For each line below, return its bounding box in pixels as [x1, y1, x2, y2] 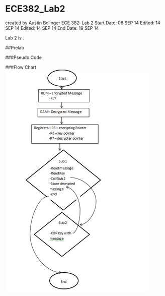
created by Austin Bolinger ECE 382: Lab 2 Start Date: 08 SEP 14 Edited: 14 [5, 20, 160, 26]
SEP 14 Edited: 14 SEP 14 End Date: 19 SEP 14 [5, 25, 99, 31]
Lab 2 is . [5, 35, 24, 41]
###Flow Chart [5, 64, 37, 70]
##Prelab [5, 44, 24, 50]
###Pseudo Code [5, 54, 42, 61]
